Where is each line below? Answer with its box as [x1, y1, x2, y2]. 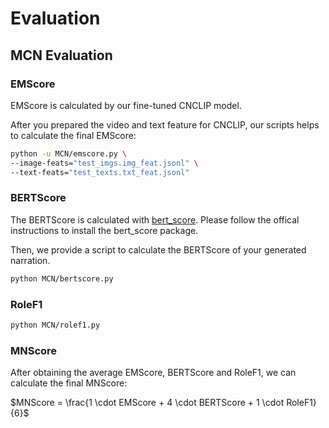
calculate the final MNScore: [10, 377, 128, 389]
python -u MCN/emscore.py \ [10, 148, 128, 159]
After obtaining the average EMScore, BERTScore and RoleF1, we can [10, 367, 297, 379]
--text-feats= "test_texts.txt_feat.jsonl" [10, 167, 190, 177]
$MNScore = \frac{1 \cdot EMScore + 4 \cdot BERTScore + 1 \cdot [10, 397, 285, 409]
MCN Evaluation [10, 47, 113, 64]
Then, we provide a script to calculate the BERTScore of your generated [10, 243, 307, 256]
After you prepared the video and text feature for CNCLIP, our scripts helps [10, 118, 320, 131]
